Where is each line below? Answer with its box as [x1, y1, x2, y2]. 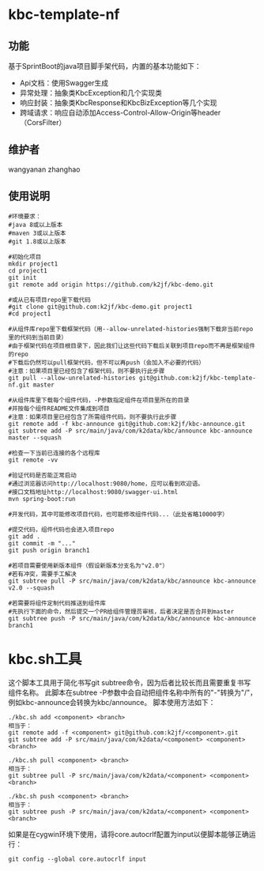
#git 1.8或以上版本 [8, 237, 66, 246]
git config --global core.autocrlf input [8, 855, 147, 863]
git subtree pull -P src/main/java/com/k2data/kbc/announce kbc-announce [8, 577, 257, 585]
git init [8, 273, 37, 281]
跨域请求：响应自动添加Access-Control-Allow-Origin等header [19, 108, 221, 117]
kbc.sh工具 [8, 650, 82, 668]
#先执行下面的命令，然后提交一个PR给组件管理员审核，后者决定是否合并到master [8, 607, 235, 616]
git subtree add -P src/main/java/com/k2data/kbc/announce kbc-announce [8, 427, 253, 435]
